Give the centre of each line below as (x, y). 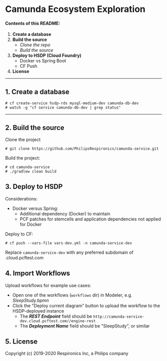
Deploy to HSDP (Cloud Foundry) (47, 55)
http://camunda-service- (119, 317)
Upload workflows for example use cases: (48, 285)
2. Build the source (35, 127)
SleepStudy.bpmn (31, 300)
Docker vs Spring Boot (43, 61)
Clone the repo (35, 45)
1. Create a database (37, 91)
